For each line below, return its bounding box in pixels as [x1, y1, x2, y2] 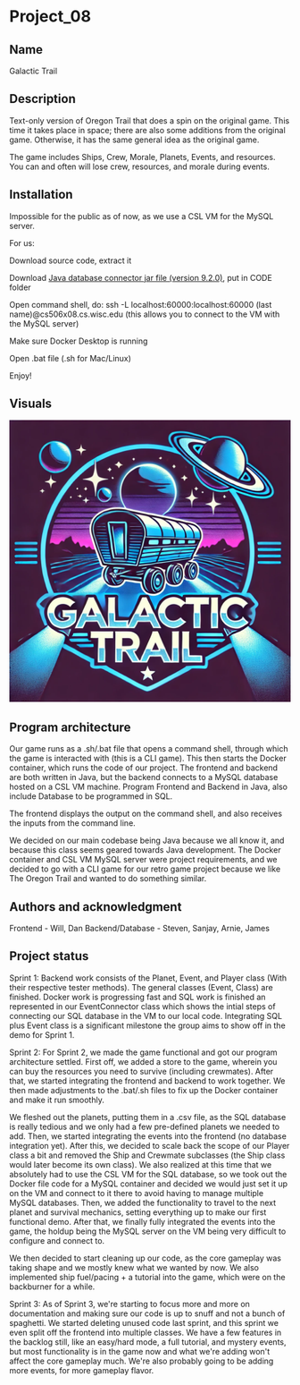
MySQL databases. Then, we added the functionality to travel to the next [9, 1197, 277, 1208]
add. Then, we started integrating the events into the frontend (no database [9, 1130, 287, 1142]
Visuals [9, 396, 52, 412]
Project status [9, 948, 89, 964]
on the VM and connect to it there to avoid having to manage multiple [9, 1187, 264, 1198]
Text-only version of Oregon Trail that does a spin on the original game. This [9, 115, 290, 126]
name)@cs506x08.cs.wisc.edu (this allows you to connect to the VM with [9, 309, 280, 319]
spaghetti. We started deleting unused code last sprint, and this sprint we [9, 1317, 279, 1328]
